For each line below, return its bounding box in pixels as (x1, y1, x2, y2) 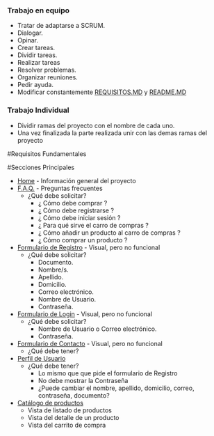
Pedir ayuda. (17, 81, 54, 89)
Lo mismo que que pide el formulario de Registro (38, 368, 178, 377)
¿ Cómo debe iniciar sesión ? (38, 213, 121, 221)
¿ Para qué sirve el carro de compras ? (38, 221, 149, 229)
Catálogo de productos (17, 398, 83, 407)
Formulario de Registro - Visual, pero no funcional (17, 243, 160, 251)
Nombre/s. (38, 265, 69, 274)
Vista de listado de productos (27, 406, 113, 414)
